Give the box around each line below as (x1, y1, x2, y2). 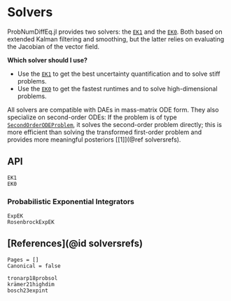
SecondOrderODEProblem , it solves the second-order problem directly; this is (7, 120, 223, 128)
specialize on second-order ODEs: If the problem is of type (7, 113, 177, 121)
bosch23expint (7, 287, 49, 294)
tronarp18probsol (7, 274, 58, 281)
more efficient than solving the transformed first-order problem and (7, 128, 202, 136)
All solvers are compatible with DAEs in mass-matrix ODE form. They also (7, 105, 219, 114)
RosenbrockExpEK (7, 219, 55, 226)
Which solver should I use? (7, 55, 87, 64)
